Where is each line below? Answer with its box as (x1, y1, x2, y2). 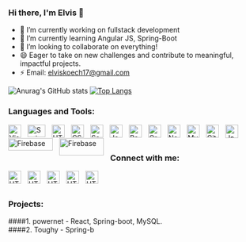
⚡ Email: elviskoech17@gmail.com (19, 67, 131, 78)
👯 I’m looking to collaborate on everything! (19, 42, 158, 52)
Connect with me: (110, 152, 180, 163)
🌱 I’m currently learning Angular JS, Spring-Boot (19, 33, 178, 43)
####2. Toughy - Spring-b (8, 225, 95, 235)
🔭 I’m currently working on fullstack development (19, 25, 180, 35)
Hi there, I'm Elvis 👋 (8, 7, 85, 18)
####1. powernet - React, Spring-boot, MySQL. (8, 217, 163, 226)
